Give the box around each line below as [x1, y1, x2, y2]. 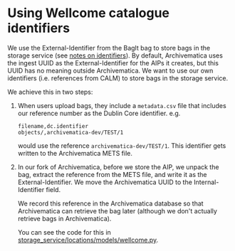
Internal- [193, 178, 219, 186]
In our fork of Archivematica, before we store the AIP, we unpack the [17, 162, 219, 171]
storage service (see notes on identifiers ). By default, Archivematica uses [7, 51, 223, 60]
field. [46, 185, 61, 193]
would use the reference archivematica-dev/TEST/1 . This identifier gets [17, 141, 226, 150]
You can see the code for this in [17, 228, 112, 236]
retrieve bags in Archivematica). [17, 214, 112, 223]
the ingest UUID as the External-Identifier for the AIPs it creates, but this [7, 58, 219, 67]
